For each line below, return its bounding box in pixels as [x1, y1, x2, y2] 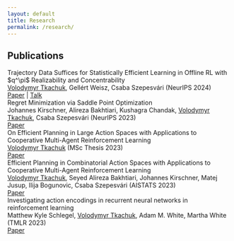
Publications [7, 49, 64, 61]
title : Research [7, 17, 55, 24]
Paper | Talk [7, 91, 42, 100]
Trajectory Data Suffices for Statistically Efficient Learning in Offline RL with [7, 69, 228, 77]
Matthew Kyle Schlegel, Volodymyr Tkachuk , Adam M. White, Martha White [7, 211, 227, 220]
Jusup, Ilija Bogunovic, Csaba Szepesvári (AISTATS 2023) [7, 181, 176, 189]
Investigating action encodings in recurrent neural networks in [7, 196, 189, 205]
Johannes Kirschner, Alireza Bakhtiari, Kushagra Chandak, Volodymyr [7, 106, 210, 114]
